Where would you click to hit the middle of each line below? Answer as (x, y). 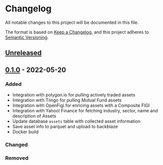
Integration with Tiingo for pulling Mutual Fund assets (67, 100)
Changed (17, 145)
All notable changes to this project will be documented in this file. (72, 22)
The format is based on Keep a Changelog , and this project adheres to (77, 32)
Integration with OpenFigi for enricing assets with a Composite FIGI (81, 105)
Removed (17, 158)
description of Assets (34, 116)
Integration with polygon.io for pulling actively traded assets (74, 95)
